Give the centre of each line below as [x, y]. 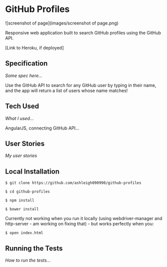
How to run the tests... [28, 260]
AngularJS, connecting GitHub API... [42, 128]
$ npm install [20, 200]
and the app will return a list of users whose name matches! [67, 90]
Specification [26, 63]
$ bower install [22, 209]
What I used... [19, 118]
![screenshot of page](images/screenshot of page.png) [62, 23]
